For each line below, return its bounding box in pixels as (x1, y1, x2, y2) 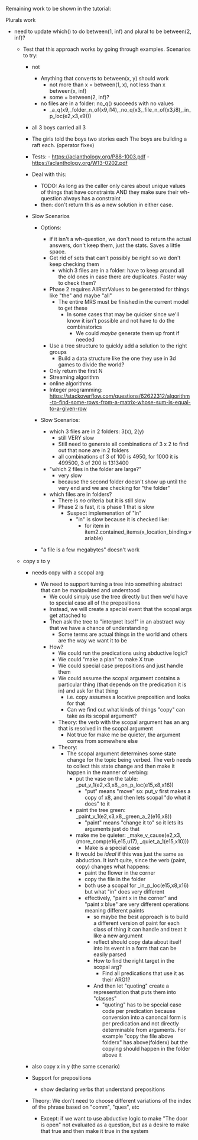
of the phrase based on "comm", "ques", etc (31, 1103, 139, 1110)
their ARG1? (102, 976, 131, 983)
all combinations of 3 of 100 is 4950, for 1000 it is (58, 453, 178, 460)
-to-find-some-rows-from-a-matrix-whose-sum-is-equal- (49, 399, 191, 405)
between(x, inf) (49, 87, 87, 94)
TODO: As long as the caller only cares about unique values (40, 183, 186, 189)
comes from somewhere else (67, 738, 138, 744)
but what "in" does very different (85, 888, 165, 895)
